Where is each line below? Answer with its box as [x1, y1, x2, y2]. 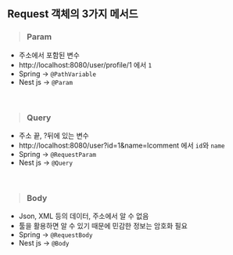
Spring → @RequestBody [18, 230, 93, 239]
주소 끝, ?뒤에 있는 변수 [18, 130, 89, 140]
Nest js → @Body [18, 239, 70, 248]
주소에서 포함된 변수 [18, 50, 80, 60]
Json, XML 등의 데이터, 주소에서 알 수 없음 [18, 211, 149, 221]
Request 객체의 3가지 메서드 [7, 7, 138, 21]
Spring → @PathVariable [18, 69, 97, 78]
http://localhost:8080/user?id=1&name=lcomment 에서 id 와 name [18, 140, 225, 150]
